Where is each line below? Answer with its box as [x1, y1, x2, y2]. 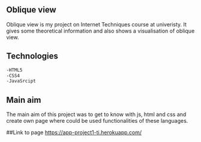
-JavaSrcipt [6, 78, 36, 84]
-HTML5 [6, 67, 23, 73]
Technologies [6, 51, 59, 61]
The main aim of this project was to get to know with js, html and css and [6, 111, 187, 118]
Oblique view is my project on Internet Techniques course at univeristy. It [6, 20, 187, 28]
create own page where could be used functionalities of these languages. [6, 117, 188, 125]
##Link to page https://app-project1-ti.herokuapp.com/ [6, 129, 142, 136]
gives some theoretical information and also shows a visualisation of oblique [6, 27, 195, 34]
